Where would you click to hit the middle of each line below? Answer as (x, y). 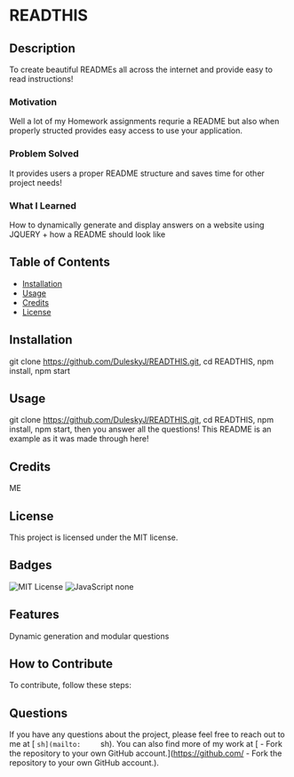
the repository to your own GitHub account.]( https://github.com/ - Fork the (146, 753)
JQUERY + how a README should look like (87, 234)
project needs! (36, 182)
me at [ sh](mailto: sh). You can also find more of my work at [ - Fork (146, 744)
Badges (31, 565)
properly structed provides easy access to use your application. (126, 131)
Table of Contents (60, 262)
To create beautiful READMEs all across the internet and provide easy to (141, 69)
